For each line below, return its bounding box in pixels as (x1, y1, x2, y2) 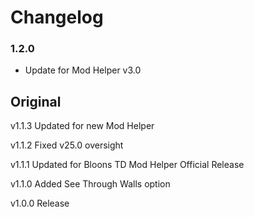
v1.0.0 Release (10, 197, 70, 210)
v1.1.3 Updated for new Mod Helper (10, 120, 155, 132)
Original (10, 93, 62, 110)
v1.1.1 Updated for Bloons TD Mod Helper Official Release (10, 159, 245, 171)
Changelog (10, 6, 104, 29)
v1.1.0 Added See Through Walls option (10, 178, 171, 190)
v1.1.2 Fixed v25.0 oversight (10, 139, 124, 151)
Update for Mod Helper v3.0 (24, 64, 142, 76)
